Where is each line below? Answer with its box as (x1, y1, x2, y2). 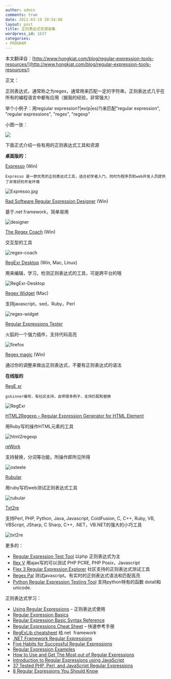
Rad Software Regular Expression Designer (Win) (5, 198, 109, 204)
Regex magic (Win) (5, 351, 45, 358)
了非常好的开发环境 (5, 179, 40, 184)
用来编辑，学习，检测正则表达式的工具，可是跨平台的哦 (5, 270, 121, 276)
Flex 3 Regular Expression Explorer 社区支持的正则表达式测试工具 (12, 566, 151, 572)
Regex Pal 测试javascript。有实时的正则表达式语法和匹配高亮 (12, 572, 140, 578)
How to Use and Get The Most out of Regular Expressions (12, 651, 134, 658)
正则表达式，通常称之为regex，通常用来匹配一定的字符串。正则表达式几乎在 (5, 88, 165, 94)
